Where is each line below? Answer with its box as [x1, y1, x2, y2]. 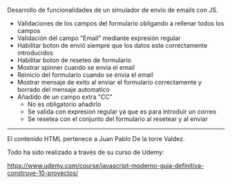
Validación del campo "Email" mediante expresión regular [17, 34, 181, 42]
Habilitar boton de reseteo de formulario [17, 56, 132, 64]
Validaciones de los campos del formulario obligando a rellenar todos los [17, 19, 224, 27]
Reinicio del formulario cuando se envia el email [17, 71, 153, 79]
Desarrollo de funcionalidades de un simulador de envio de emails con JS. [7, 6, 219, 14]
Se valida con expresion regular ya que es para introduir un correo [27, 107, 217, 116]
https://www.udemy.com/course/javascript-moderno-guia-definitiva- [7, 162, 204, 169]
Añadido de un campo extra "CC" [17, 93, 113, 101]
